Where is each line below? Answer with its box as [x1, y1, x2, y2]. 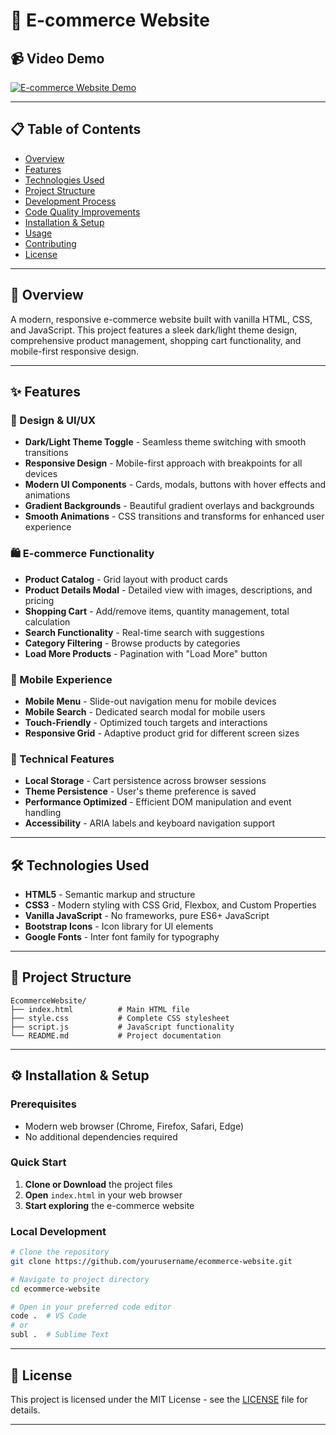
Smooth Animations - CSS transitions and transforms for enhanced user [24, 510, 325, 523]
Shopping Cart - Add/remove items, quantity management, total [24, 605, 290, 617]
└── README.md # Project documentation [10, 1030, 222, 1041]
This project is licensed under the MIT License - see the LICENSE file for [10, 1393, 308, 1405]
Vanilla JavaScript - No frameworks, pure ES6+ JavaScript [24, 910, 270, 922]
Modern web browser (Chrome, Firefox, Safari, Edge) [24, 1120, 244, 1132]
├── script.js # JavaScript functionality [10, 1022, 235, 1032]
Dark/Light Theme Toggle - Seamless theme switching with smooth [24, 436, 307, 448]
